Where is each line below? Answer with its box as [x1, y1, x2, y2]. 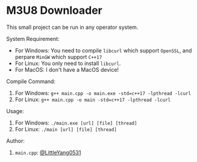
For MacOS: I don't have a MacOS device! [14, 66, 119, 73]
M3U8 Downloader [6, 4, 102, 17]
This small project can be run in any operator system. [6, 23, 139, 31]
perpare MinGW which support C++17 [14, 53, 102, 60]
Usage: [6, 107, 24, 114]
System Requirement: [6, 35, 60, 42]
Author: [6, 137, 25, 145]
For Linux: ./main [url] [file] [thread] [14, 125, 117, 132]
